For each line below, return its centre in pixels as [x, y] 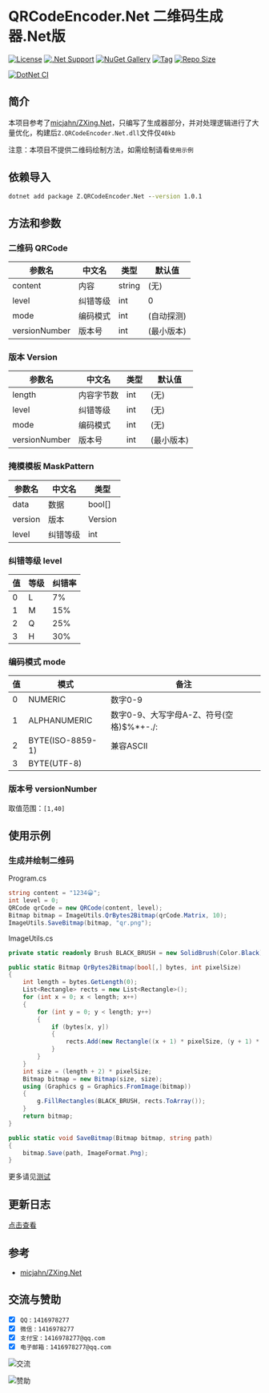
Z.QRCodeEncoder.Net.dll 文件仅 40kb [116, 132]
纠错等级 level [35, 560]
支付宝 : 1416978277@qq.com [62, 1337]
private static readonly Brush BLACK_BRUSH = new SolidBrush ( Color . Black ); [137, 953]
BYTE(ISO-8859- [63, 741]
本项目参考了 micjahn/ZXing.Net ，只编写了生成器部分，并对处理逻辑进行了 [130, 122]
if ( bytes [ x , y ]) [80, 1027]
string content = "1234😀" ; [55, 893]
